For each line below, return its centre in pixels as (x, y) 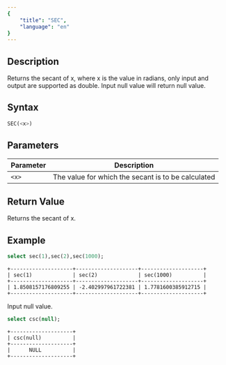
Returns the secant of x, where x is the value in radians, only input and (108, 78)
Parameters (33, 146)
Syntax (23, 108)
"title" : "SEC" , (43, 20)
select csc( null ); (34, 319)
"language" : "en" (45, 27)
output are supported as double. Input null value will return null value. (107, 86)
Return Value (36, 201)
